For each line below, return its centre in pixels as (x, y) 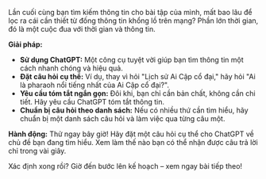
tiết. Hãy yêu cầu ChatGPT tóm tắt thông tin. (92, 102)
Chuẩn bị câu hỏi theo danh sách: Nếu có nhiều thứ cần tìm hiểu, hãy (134, 110)
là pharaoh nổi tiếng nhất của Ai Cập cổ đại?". (94, 85)
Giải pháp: (25, 44)
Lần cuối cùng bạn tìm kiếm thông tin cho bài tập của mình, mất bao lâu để (130, 12)
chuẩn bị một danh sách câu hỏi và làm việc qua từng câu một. (122, 118)
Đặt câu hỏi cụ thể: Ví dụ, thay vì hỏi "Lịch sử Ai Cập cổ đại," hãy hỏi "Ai (137, 76)
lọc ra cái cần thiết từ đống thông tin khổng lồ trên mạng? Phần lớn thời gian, (133, 21)
